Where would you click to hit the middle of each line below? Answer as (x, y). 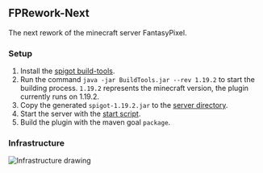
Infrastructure (37, 143)
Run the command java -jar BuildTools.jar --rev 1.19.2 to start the (138, 80)
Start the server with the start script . (80, 114)
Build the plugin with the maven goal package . (95, 122)
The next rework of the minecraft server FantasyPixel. (98, 32)
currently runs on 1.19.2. (59, 97)
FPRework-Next (49, 13)
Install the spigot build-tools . (67, 71)
